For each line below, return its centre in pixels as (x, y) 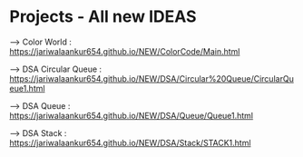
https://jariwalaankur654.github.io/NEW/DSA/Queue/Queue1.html (132, 115)
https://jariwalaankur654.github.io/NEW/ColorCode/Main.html (125, 51)
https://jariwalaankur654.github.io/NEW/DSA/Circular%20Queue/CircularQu (152, 78)
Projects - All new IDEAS (103, 17)
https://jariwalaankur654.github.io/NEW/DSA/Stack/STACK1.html (130, 142)
